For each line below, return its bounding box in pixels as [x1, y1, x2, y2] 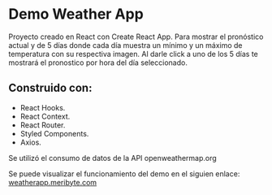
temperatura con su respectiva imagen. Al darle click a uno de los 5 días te [8, 49, 258, 58]
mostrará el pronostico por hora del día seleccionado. [8, 58, 188, 67]
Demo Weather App [8, 5, 144, 24]
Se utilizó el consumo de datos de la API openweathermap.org [8, 153, 217, 162]
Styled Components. [19, 128, 89, 138]
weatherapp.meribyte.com [8, 177, 97, 187]
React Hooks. [19, 102, 66, 112]
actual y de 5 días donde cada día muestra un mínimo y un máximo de [8, 40, 243, 50]
